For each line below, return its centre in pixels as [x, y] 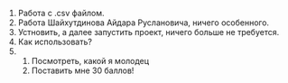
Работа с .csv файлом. [61, 13]
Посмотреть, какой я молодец [90, 61]
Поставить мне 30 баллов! [83, 70]
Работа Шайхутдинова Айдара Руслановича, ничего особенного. [143, 23]
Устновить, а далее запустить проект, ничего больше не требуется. [149, 32]
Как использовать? [55, 41]
